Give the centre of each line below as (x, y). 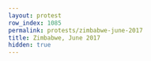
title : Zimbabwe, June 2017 (55, 38)
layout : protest (35, 15)
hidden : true (30, 45)
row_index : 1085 (35, 23)
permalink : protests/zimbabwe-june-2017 (76, 30)
